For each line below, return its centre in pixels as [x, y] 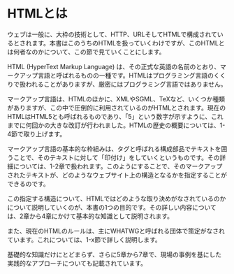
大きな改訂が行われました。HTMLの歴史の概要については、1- [138, 125]
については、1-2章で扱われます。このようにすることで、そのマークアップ [118, 166]
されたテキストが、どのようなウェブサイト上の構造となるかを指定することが [117, 175]
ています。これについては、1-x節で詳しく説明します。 [85, 239]
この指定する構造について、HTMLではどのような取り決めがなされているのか [117, 199]
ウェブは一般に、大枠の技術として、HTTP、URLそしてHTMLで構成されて [112, 34]
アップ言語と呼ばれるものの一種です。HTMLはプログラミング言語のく [119, 75]
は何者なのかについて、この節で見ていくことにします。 [86, 52]
